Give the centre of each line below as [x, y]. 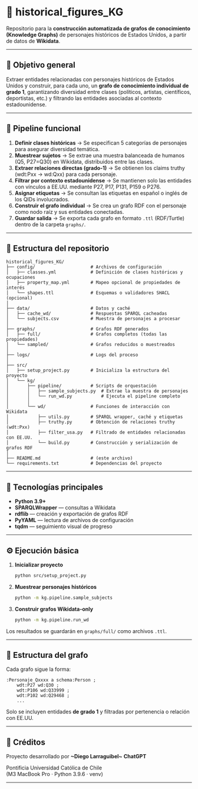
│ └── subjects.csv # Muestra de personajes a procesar [93, 319]
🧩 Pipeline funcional [44, 128]
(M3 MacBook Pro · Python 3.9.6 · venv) [55, 774]
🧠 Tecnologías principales [55, 487]
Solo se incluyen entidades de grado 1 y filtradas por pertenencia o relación [98, 712]
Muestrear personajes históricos [56, 586]
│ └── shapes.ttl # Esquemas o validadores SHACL [88, 293]
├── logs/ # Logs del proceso [72, 355]
